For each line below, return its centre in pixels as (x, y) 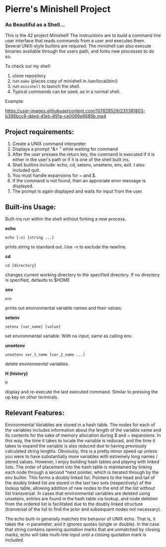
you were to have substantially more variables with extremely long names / (81, 456)
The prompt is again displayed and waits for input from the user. (78, 191)
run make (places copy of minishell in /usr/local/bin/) (65, 81)
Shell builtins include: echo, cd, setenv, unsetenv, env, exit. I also (78, 165)
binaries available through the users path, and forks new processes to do (80, 51)
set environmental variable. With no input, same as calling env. (69, 336)
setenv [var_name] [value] (33, 327)
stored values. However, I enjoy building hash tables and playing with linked (82, 462)
